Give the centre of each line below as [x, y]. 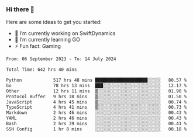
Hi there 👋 [20, 9]
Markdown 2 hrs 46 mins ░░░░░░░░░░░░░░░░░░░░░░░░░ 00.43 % [96, 113]
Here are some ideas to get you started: [54, 22]
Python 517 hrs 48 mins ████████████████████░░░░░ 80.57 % [96, 80]
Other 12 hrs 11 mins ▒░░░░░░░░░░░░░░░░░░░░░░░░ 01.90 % [96, 91]
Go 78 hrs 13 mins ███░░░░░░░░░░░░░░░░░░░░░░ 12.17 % [96, 85]
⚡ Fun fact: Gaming [38, 46]
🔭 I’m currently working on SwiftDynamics [65, 33]
